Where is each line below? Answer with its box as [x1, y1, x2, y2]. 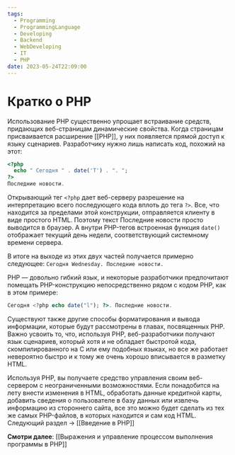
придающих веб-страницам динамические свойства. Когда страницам [7, 125, 224, 133]
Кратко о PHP [7, 93, 92, 110]
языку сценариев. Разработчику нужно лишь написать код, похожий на [7, 139, 225, 148]
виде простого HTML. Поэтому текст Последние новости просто [7, 216, 204, 224]
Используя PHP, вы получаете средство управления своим [7, 373, 188, 382]
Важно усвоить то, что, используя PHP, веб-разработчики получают [7, 330, 215, 338]
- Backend [13, 37, 42, 44]
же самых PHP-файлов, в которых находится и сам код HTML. [7, 411, 197, 420]
